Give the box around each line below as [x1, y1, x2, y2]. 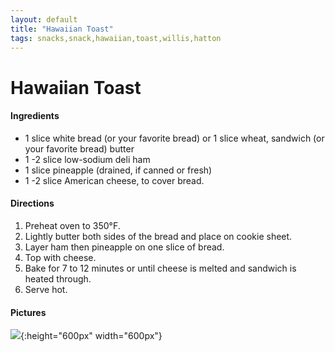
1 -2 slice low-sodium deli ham [24, 153, 151, 165]
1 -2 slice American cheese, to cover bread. [24, 174, 205, 186]
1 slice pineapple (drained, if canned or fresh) [24, 164, 213, 176]
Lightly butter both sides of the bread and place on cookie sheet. [24, 230, 293, 242]
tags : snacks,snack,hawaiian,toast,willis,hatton [10, 33, 222, 43]
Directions [10, 197, 55, 210]
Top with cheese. [24, 251, 97, 263]
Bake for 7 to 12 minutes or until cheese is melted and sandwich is [24, 262, 297, 274]
